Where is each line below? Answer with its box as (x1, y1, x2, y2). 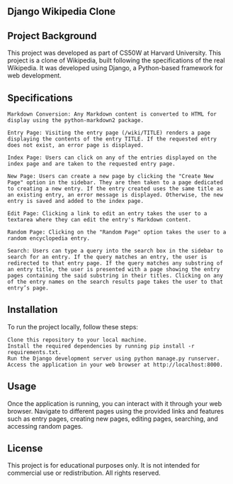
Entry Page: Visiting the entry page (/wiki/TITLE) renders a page (7, 129, 211, 137)
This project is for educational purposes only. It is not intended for (7, 461, 200, 470)
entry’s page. (7, 285, 50, 292)
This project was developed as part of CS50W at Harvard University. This (7, 49, 222, 57)
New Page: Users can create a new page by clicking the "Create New (7, 173, 214, 180)
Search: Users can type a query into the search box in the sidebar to (7, 248, 223, 255)
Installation (7, 304, 58, 316)
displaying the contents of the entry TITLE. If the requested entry (7, 136, 217, 143)
